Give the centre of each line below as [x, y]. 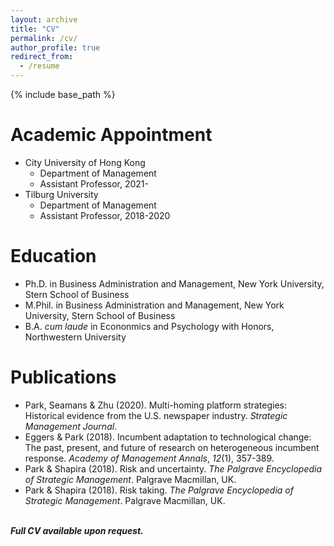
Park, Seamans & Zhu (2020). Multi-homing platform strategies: [156, 405]
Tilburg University [61, 194]
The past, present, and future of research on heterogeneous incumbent [172, 447]
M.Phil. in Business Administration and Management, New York [154, 305]
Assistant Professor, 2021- [94, 183]
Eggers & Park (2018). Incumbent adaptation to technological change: [168, 437]
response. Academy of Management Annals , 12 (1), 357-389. [149, 458]
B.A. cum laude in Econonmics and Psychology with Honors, [149, 326]
